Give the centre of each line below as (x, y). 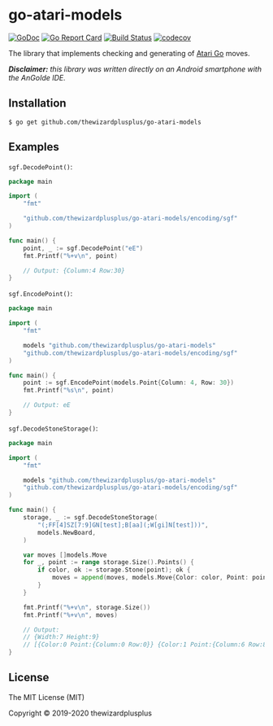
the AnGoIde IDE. (37, 77)
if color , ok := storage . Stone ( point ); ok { (114, 570)
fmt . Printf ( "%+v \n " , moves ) (70, 615)
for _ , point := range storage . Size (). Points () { (109, 562)
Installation (37, 103)
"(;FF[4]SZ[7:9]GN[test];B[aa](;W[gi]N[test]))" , (123, 525)
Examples (34, 147)
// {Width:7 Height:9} (61, 637)
